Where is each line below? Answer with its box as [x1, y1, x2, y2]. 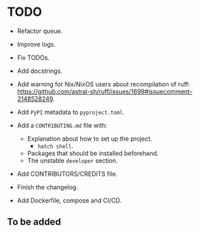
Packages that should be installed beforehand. [27, 149, 159, 157]
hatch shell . [37, 141, 74, 150]
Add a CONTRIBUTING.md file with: [16, 121, 108, 129]
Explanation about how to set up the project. [27, 135, 153, 143]
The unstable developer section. [27, 156, 118, 165]
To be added [7, 216, 62, 228]
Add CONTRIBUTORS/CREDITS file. [16, 170, 118, 178]
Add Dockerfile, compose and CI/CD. [16, 196, 122, 205]
